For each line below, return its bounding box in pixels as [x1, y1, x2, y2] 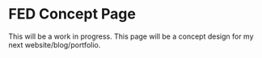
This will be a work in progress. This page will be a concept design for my [8, 31, 254, 41]
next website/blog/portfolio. [8, 39, 101, 49]
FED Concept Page [8, 5, 136, 23]
